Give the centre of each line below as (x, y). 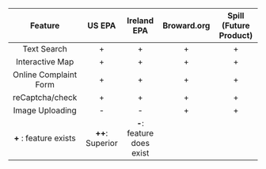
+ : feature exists (45, 138)
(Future (236, 25)
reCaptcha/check (45, 97)
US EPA (102, 25)
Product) (236, 35)
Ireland (140, 21)
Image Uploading (45, 110)
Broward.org (186, 25)
